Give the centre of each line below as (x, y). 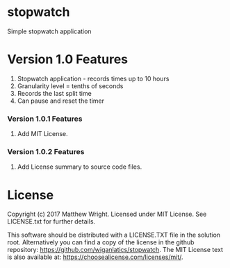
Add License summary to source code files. (80, 167)
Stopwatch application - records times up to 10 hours (93, 78)
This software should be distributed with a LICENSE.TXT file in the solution (114, 235)
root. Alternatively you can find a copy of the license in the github (101, 242)
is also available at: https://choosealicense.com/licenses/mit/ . (95, 257)
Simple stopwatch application (49, 31)
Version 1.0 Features (68, 59)
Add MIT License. (42, 134)
